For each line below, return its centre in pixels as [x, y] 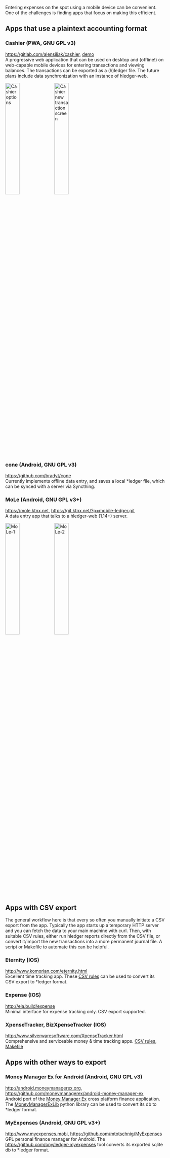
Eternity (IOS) [22, 960]
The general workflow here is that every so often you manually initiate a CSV [85, 920]
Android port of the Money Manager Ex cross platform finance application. [83, 1099]
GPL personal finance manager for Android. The [55, 1139]
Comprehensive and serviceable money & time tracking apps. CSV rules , [81, 1041]
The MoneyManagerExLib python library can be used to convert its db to [81, 1104]
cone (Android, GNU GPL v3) [41, 465]
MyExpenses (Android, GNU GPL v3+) [53, 1122]
